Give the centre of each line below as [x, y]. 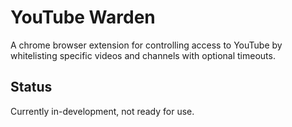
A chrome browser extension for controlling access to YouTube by [146, 45]
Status [31, 87]
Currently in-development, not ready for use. [102, 111]
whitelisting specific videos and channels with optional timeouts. [143, 55]
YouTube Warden [83, 17]
